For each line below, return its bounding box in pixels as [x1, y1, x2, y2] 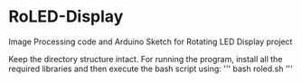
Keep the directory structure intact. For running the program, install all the [8, 53, 283, 64]
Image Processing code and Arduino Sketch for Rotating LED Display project [8, 36, 293, 47]
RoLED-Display [8, 6, 124, 27]
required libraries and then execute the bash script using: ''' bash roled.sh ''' [8, 63, 293, 74]
